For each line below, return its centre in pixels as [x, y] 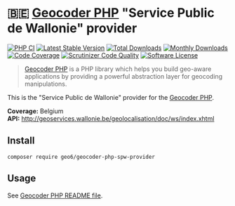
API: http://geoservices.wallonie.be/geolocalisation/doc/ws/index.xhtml [111, 118]
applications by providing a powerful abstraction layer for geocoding [123, 76]
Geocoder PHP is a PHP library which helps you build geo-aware [118, 69]
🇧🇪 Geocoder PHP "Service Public [111, 13]
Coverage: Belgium [35, 111]
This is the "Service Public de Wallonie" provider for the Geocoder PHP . [111, 97]
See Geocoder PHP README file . [55, 195]
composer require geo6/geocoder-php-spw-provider [81, 157]
